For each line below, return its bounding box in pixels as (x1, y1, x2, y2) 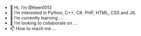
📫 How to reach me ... (9, 26, 56, 31)
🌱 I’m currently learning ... (9, 15, 63, 20)
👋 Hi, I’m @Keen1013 (9, 5, 52, 10)
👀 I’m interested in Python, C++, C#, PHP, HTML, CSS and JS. (9, 10, 137, 16)
